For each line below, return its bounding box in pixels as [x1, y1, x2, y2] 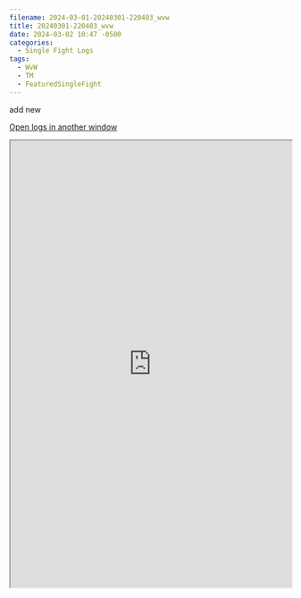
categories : [9, 38, 54, 47]
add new [9, 104, 42, 114]
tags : [9, 55, 29, 63]
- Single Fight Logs [17, 46, 94, 55]
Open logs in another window [9, 122, 118, 132]
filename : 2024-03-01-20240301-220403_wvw [9, 13, 170, 22]
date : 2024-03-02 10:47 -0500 [9, 29, 122, 38]
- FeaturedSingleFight [17, 80, 102, 88]
